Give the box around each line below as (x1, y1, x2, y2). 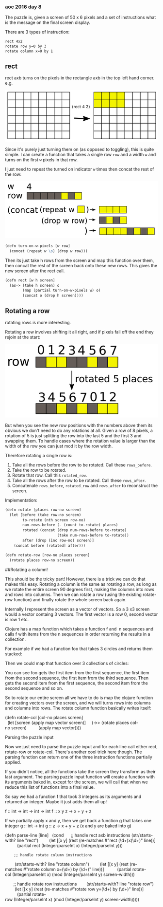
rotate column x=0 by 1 (5, 49, 53, 54)
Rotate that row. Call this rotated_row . (12, 472, 87, 478)
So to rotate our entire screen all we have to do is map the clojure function (5, 695, 153, 701)
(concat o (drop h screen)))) (22, 293, 83, 298)
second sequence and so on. (5, 685, 63, 691)
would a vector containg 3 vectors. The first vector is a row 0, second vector (5, 611, 158, 617)
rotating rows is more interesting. (5, 320, 71, 326)
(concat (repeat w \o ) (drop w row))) (9, 248, 88, 254)
